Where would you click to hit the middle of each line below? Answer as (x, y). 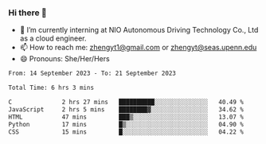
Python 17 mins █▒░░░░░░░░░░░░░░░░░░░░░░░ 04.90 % (126, 124)
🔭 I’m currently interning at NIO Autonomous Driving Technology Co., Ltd (139, 30)
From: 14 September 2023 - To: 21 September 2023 (92, 74)
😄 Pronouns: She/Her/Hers (65, 59)
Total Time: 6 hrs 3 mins (51, 88)
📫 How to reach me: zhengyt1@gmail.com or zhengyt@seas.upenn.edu (138, 48)
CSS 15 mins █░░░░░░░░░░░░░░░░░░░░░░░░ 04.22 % (126, 132)
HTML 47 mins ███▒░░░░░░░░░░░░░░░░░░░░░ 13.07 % (126, 117)
